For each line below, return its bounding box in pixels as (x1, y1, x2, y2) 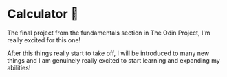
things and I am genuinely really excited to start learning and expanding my (7, 56, 220, 64)
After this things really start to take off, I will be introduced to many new (7, 49, 210, 57)
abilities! (7, 63, 31, 72)
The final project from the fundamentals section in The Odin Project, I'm (7, 29, 211, 37)
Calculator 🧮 (7, 6, 79, 22)
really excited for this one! (7, 35, 81, 44)
